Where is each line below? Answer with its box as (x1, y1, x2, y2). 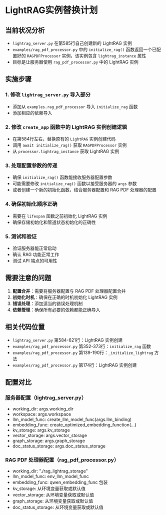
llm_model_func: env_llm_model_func (12, 473, 89, 479)
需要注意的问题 (5, 273, 51, 282)
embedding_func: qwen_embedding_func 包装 (12, 479, 108, 485)
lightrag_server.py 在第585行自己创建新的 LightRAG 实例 (12, 40, 132, 46)
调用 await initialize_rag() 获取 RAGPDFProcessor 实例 (12, 142, 127, 148)
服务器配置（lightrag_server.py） (5, 394, 87, 401)
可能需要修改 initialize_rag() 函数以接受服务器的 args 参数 (12, 180, 137, 186)
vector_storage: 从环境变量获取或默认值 (12, 492, 94, 498)
